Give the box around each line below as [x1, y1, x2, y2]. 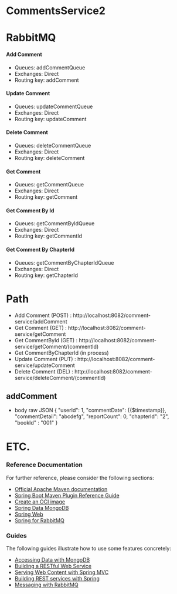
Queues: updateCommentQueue [14, 103, 93, 110]
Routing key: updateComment [14, 115, 87, 122]
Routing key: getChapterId [14, 272, 78, 279]
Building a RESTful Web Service [14, 563, 92, 570]
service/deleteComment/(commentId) [14, 374, 106, 381]
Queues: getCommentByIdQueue [14, 220, 95, 227]
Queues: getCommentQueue [14, 181, 84, 188]
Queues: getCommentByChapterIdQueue [14, 259, 114, 266]
